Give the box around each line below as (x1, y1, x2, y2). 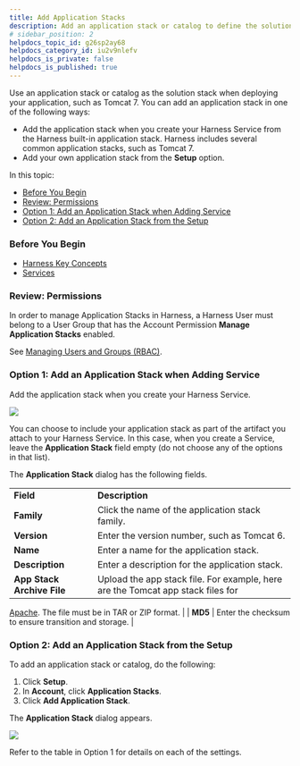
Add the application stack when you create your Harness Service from (21, 123, 281, 134)
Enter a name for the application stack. (96, 543, 259, 556)
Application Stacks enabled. (9, 329, 116, 340)
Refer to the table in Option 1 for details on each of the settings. (9, 747, 243, 758)
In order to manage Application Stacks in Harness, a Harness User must (9, 310, 274, 321)
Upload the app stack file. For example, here (96, 573, 283, 585)
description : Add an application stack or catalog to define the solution (9, 21, 294, 30)
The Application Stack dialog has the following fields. (9, 468, 208, 479)
